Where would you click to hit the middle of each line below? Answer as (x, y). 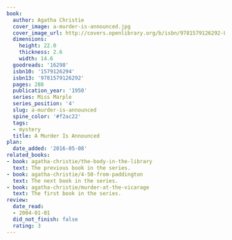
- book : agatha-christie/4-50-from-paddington (75, 174)
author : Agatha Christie (48, 20)
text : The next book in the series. (65, 181)
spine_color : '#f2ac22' (47, 116)
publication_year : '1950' (50, 91)
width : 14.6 (36, 59)
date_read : (28, 207)
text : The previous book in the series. (72, 168)
